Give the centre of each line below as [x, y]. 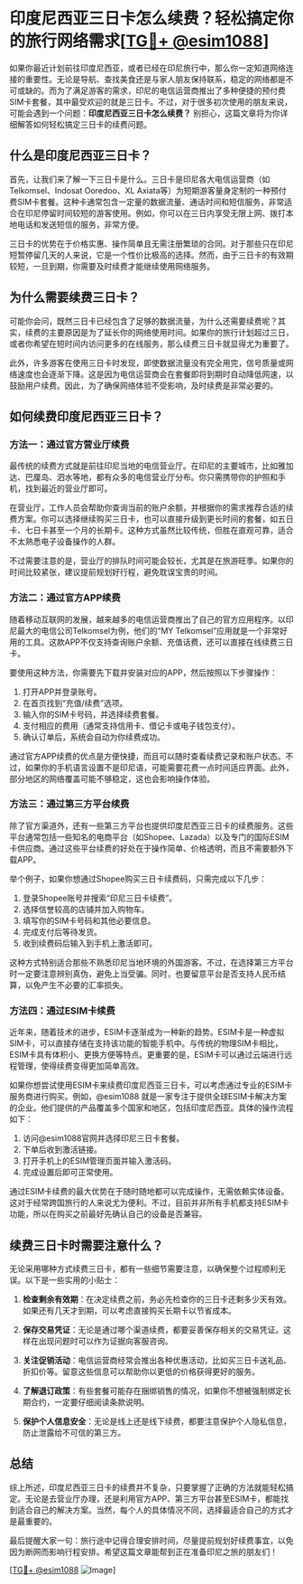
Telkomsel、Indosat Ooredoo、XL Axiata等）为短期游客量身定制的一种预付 [148, 190]
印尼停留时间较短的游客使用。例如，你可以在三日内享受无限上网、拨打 [155, 212]
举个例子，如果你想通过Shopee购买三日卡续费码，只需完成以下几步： [138, 879]
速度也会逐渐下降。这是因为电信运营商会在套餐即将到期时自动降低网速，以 [155, 374]
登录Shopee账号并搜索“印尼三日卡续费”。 [100, 898]
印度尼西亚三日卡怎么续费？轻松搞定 [144, 19]
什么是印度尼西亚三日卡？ [80, 156]
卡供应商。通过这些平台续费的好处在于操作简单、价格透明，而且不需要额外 [147, 848]
